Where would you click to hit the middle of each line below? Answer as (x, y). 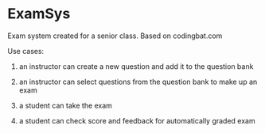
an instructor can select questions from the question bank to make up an (138, 82)
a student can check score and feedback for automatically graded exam (137, 120)
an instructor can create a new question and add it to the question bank (136, 66)
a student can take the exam (66, 105)
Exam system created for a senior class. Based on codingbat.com (115, 36)
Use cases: (26, 51)
